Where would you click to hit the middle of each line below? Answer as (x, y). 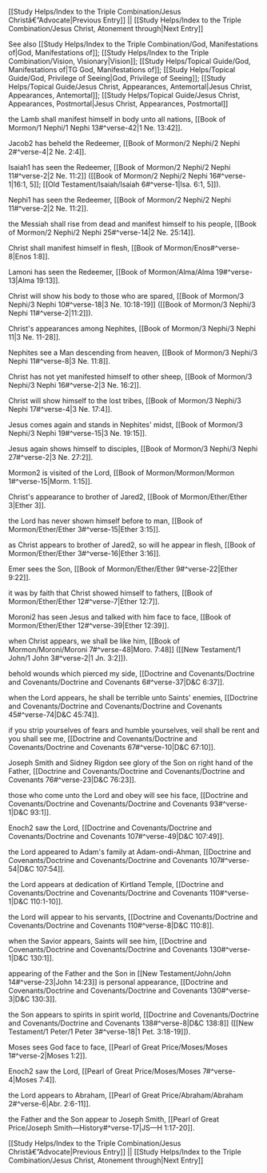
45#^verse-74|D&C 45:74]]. (54, 715)
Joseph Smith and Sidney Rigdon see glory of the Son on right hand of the (131, 763)
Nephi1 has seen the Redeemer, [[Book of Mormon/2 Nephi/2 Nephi (120, 200)
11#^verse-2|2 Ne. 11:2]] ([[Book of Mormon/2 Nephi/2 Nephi (108, 176)
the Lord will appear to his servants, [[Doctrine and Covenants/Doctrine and (133, 917)
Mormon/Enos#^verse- (201, 248)
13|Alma (22, 280)
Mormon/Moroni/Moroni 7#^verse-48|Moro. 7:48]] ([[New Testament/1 (125, 649)
